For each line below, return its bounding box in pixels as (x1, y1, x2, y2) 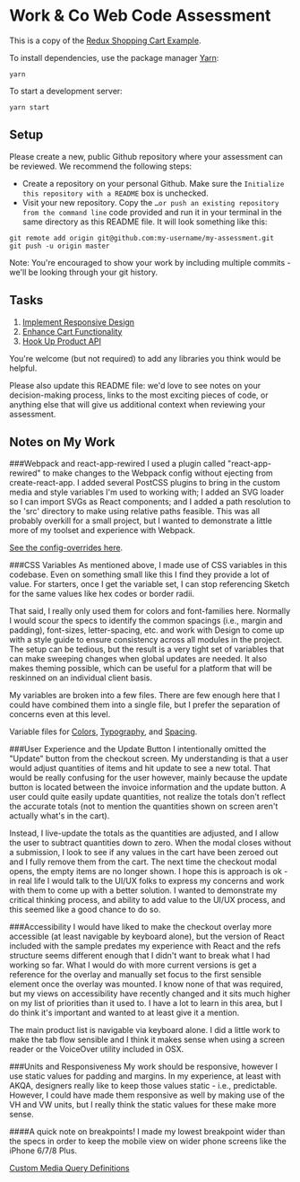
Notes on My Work (9, 434, 116, 450)
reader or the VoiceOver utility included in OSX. (9, 1044, 184, 1055)
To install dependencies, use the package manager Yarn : (9, 52, 219, 63)
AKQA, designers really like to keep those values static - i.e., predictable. (9, 1081, 278, 1091)
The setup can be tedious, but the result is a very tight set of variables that (9, 644, 285, 655)
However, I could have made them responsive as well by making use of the (9, 1090, 285, 1100)
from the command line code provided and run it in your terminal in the (21, 206, 282, 217)
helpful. (9, 363, 38, 373)
